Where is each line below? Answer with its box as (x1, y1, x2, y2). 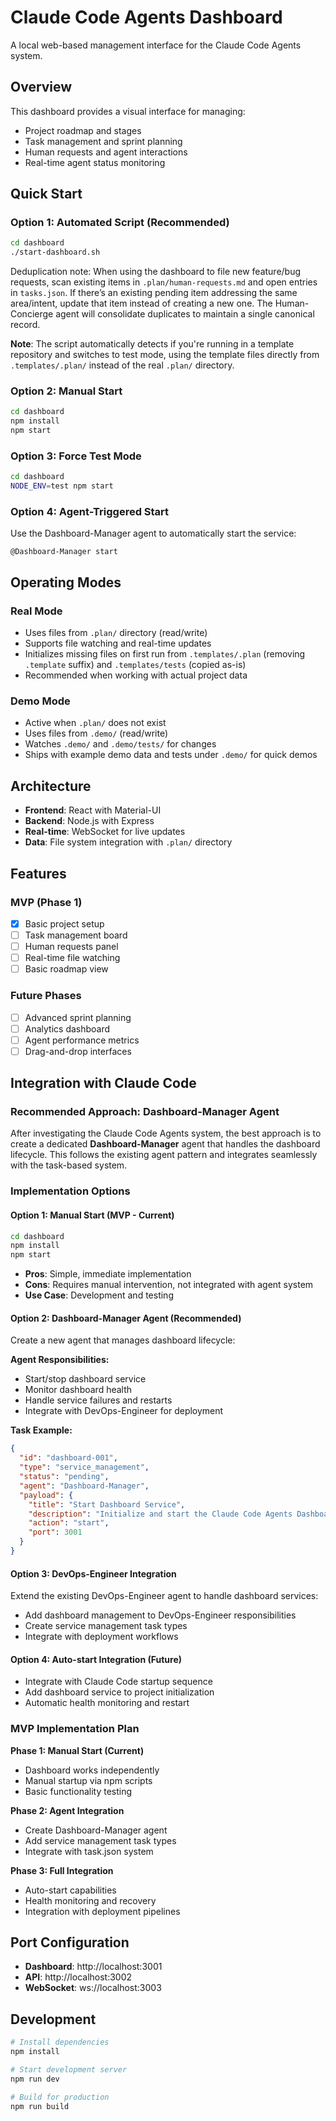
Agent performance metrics (24, 1034, 140, 1046)
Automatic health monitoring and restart (24, 1697, 190, 1709)
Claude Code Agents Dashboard (10, 6, 283, 29)
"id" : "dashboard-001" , (19, 1453, 118, 1463)
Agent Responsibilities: (10, 1354, 110, 1366)
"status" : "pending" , (19, 1472, 110, 1482)
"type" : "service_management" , (19, 1462, 150, 1473)
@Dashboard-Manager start (10, 547, 118, 557)
